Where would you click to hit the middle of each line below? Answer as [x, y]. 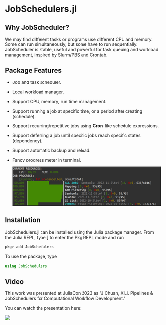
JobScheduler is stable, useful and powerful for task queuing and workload [82, 50]
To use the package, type [31, 256]
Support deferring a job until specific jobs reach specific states [76, 135]
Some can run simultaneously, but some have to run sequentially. [71, 44]
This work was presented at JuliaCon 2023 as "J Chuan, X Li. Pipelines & [79, 293]
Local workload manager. [38, 92]
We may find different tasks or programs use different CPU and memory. [79, 39]
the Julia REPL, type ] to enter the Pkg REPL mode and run [64, 237]
